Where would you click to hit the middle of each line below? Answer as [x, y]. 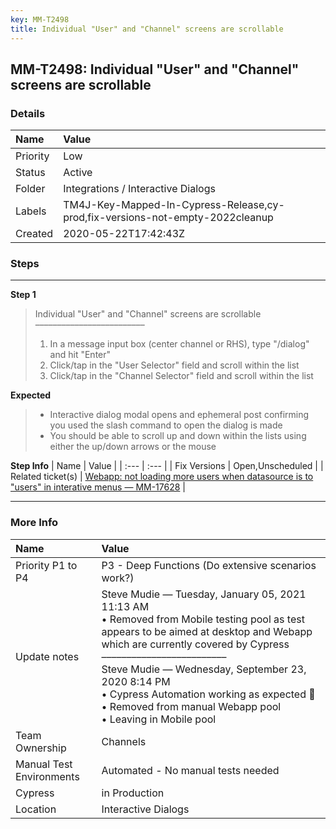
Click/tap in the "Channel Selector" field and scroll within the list [181, 376]
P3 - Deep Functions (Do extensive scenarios [209, 565]
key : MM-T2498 [40, 19]
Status [30, 173]
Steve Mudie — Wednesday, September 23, [204, 669]
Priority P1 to [46, 565]
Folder [30, 189]
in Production [133, 793]
